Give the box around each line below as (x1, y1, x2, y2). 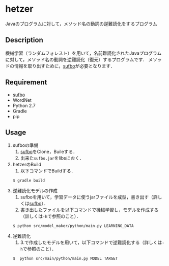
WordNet (12, 97, 32, 103)
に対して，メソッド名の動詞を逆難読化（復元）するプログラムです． (5, 56, 148, 62)
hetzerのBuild (12, 162, 42, 168)
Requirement (5, 78, 47, 87)
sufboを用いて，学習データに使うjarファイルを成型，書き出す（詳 (20, 194, 158, 200)
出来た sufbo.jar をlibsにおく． (20, 155, 84, 161)
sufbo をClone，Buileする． (20, 149, 78, 155)
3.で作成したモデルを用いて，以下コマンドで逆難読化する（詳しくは (20, 239, 162, 246)
